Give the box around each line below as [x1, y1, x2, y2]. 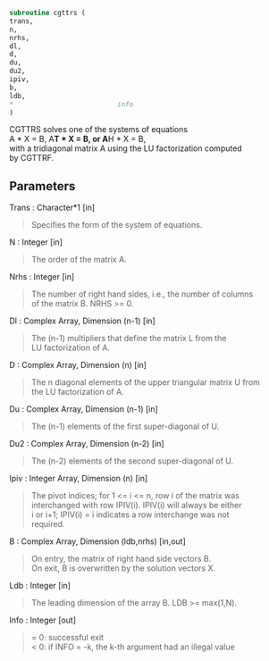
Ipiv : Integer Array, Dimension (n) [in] [9, 473, 148, 484]
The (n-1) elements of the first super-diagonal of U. [30, 421, 220, 432]
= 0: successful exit [30, 632, 105, 643]
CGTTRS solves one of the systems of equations [9, 124, 189, 135]
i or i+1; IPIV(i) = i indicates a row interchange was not [30, 509, 230, 520]
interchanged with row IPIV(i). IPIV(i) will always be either [30, 500, 242, 511]
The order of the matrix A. [30, 255, 127, 265]
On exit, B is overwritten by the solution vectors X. [30, 563, 216, 573]
